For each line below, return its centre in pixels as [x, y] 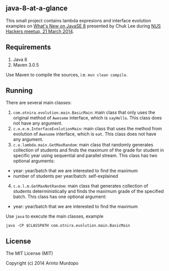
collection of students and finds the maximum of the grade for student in [89, 150]
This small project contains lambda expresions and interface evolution [78, 20]
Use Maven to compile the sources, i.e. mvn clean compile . [67, 74]
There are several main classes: [39, 103]
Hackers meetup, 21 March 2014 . [40, 31]
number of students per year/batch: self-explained [65, 176]
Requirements [28, 47]
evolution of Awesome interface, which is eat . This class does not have [85, 134]
